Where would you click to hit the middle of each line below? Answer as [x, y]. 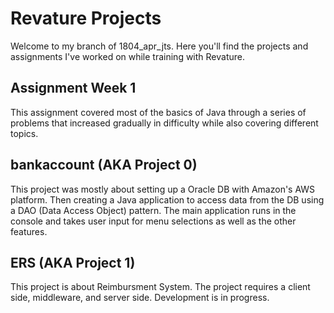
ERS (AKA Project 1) [73, 262]
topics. [24, 133]
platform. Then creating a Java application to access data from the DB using [167, 199]
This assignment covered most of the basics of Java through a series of [158, 112]
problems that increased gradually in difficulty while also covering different [164, 123]
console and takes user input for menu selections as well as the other [153, 221]
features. [29, 231]
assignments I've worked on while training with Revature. [128, 56]
